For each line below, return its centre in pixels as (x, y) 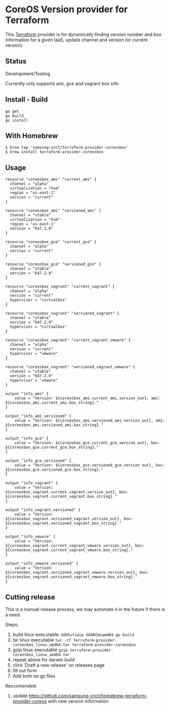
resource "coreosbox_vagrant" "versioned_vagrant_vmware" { (70, 367)
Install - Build (27, 100)
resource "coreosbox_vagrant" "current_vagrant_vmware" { (68, 340)
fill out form (25, 670)
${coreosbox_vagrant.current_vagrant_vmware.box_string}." (69, 550)
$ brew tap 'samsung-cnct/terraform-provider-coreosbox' (67, 148)
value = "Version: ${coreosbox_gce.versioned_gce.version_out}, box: (90, 466)
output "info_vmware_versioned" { (42, 564)
